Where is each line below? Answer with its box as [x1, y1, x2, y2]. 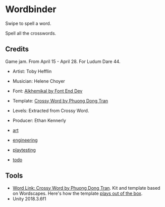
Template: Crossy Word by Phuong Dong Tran [12, 97, 108, 103]
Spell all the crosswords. [5, 30, 57, 36]
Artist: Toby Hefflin [12, 68, 52, 74]
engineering [12, 137, 38, 143]
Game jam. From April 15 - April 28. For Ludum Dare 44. [5, 58, 121, 64]
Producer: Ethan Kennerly [12, 117, 67, 123]
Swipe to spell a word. [5, 20, 51, 26]
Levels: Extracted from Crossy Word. [12, 108, 89, 114]
